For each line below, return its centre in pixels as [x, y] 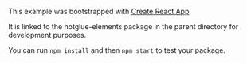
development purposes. [47, 35]
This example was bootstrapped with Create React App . [100, 11]
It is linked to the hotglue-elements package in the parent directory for [123, 26]
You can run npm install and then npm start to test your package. [117, 50]
